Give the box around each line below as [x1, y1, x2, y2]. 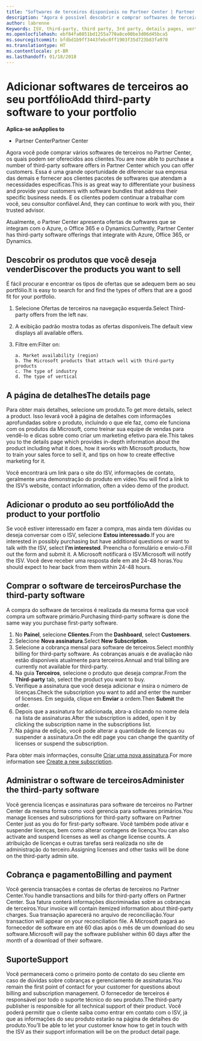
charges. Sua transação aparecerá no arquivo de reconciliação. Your [6, 911, 175, 918]
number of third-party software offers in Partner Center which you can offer [6, 161, 194, 169]
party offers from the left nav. [14, 311, 88, 319]
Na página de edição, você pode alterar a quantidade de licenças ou [14, 727, 185, 734]
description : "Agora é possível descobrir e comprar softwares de [6, 14, 176, 21]
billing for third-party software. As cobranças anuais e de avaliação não [14, 650, 193, 657]
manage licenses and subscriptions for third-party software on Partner [6, 813, 182, 821]
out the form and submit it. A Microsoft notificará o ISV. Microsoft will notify [6, 550, 191, 558]
